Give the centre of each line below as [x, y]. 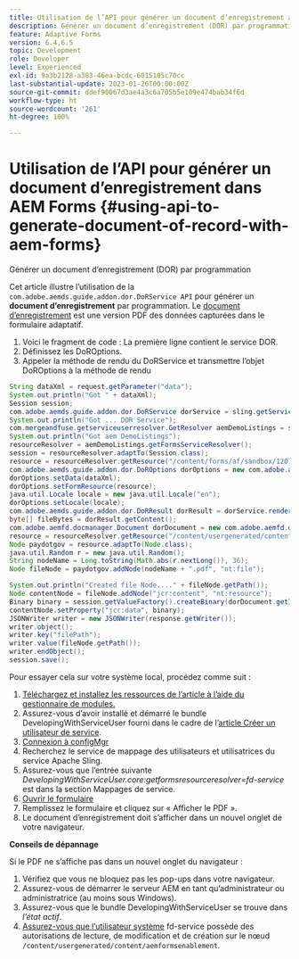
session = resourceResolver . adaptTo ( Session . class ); [109, 453]
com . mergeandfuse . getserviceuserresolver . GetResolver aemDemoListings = [147, 428]
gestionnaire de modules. [69, 703]
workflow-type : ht [43, 100]
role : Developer [39, 59]
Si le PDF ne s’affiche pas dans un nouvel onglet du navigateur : [126, 861]
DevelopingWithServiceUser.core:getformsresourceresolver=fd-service [153, 779]
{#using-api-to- [159, 207]
